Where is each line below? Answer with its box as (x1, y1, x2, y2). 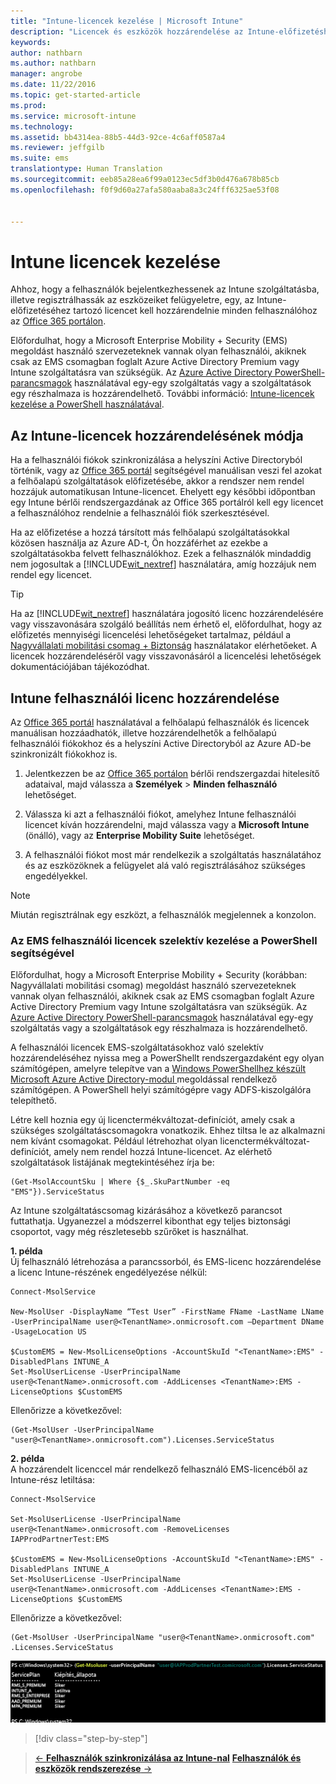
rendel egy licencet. (10, 569, 93, 581)
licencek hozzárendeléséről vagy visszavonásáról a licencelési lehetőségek (10, 650, 322, 662)
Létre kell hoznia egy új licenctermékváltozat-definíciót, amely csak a (10, 1114, 296, 1126)
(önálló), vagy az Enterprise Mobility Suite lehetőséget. (24, 829, 255, 841)
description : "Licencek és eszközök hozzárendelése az (10, 26, 244, 37)
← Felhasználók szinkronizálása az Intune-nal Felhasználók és (34, 1751, 302, 1764)
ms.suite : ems (10, 153, 70, 164)
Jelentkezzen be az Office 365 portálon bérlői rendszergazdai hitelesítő (24, 767, 320, 779)
